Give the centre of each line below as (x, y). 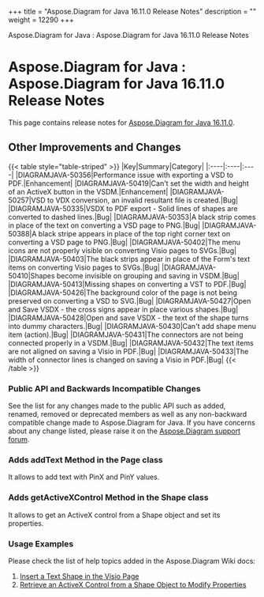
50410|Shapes (32, 275)
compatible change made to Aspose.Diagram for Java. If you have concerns (132, 423)
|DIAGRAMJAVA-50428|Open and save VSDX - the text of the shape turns (128, 317)
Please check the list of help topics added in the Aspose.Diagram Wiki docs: (132, 561)
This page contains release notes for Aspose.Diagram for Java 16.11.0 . (121, 123)
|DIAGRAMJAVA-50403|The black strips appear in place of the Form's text (129, 259)
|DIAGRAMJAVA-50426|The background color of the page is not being (123, 293)
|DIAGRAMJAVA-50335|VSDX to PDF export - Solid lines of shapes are (123, 208)
